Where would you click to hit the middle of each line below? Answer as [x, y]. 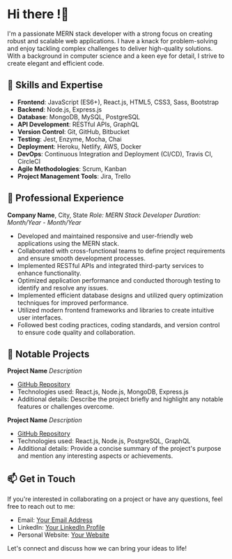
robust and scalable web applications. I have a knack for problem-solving [113, 40]
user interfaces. [40, 318]
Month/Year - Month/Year [44, 222]
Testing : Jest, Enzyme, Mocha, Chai [69, 139]
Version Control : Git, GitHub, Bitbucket [74, 131]
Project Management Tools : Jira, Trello [74, 176]
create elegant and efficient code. [56, 63]
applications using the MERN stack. [68, 243]
